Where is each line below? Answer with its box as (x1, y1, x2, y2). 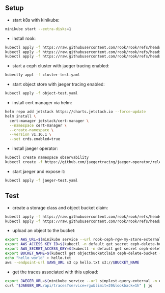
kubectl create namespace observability (5, 155, 89, 160)
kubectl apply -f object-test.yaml (5, 91, 78, 96)
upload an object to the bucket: (12, 228, 76, 234)
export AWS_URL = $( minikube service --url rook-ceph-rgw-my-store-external (5, 237, 162, 242)
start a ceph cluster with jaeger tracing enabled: (12, 63, 110, 69)
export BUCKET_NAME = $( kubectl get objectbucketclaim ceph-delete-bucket (5, 251, 157, 256)
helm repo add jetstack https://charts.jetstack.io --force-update (5, 109, 146, 115)
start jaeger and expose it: (12, 168, 65, 174)
